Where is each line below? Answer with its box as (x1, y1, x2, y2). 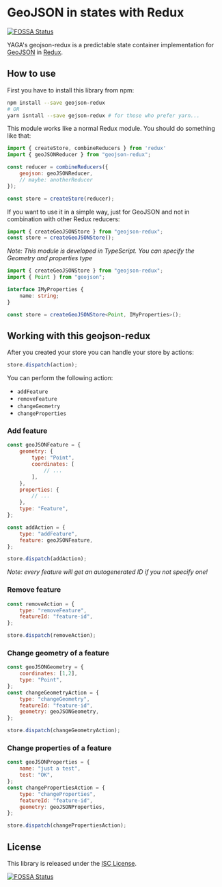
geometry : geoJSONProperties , (19, 803, 106, 810)
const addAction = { (7, 524, 66, 531)
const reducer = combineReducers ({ (7, 164, 109, 171)
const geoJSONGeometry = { (7, 664, 84, 671)
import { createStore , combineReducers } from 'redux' (7, 145, 167, 152)
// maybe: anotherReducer (19, 176, 94, 183)
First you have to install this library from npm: (7, 86, 135, 94)
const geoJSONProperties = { (7, 759, 90, 766)
